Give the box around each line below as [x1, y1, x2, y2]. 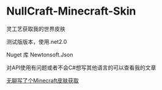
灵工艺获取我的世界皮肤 [6, 25, 65, 32]
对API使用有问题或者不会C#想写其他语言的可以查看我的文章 [6, 64, 156, 71]
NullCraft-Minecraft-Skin [6, 4, 136, 18]
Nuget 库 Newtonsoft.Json [6, 50, 73, 58]
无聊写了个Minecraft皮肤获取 [6, 77, 79, 84]
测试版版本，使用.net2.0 [6, 38, 67, 45]
